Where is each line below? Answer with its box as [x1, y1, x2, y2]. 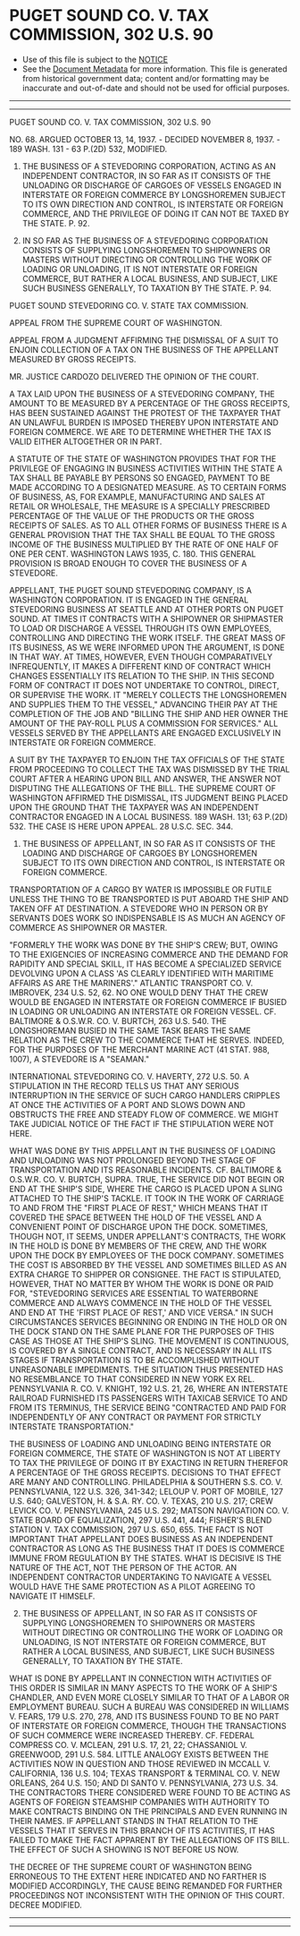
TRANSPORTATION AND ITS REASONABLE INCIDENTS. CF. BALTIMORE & [9, 1164, 282, 1175]
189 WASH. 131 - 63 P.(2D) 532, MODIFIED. [9, 143, 168, 154]
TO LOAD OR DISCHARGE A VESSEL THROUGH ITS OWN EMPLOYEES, [9, 623, 272, 634]
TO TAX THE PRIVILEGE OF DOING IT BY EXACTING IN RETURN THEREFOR [9, 1457, 288, 1468]
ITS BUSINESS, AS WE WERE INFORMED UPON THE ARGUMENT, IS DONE [9, 642, 286, 652]
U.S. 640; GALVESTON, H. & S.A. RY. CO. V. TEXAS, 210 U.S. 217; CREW [9, 1496, 274, 1506]
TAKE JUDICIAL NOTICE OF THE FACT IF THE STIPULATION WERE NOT [9, 1118, 274, 1129]
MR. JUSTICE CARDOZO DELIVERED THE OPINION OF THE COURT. [9, 371, 259, 381]
